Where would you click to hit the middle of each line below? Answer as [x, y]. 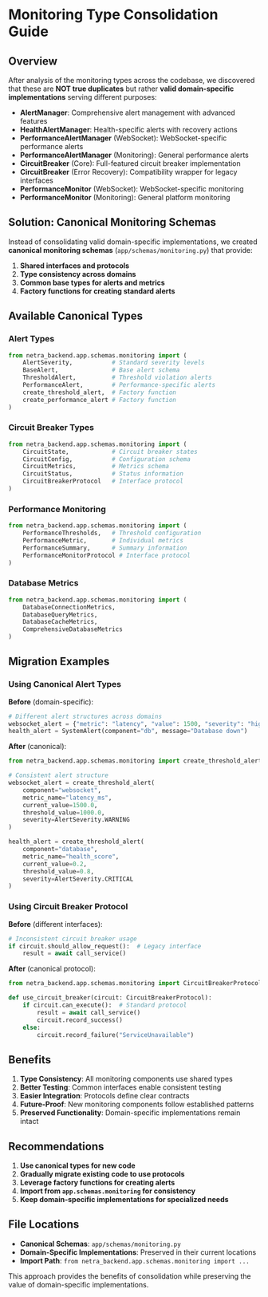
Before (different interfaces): [55, 924]
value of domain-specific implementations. [79, 1284]
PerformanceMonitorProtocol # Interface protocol [107, 555]
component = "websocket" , [62, 790]
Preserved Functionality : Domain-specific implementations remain [130, 1113]
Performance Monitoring [57, 509]
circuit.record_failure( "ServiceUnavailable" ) [116, 1035]
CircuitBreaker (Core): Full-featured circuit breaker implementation [130, 164]
